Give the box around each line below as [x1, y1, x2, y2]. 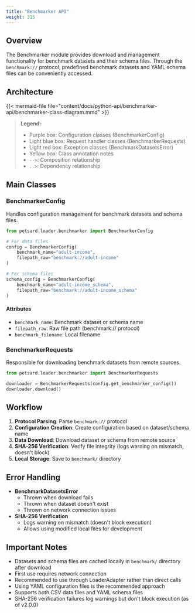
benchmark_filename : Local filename [14, 331, 101, 338]
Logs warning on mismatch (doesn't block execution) [23, 519, 152, 526]
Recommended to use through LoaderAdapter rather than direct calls [14, 577, 182, 583]
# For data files [6, 239, 49, 244]
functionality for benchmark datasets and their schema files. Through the [6, 57, 183, 64]
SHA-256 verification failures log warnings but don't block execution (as [14, 595, 189, 602]
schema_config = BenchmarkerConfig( [6, 276, 95, 282]
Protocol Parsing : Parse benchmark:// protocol [14, 418, 128, 425]
